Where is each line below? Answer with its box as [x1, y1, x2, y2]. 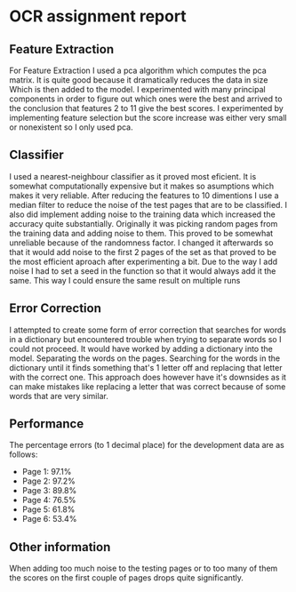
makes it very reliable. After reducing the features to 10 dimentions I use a [9, 189, 279, 201]
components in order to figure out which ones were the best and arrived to [9, 93, 283, 104]
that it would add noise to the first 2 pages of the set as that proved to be [9, 246, 277, 257]
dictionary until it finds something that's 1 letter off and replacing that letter [9, 362, 283, 372]
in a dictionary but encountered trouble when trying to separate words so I [9, 333, 282, 344]
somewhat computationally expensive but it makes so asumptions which [9, 180, 274, 191]
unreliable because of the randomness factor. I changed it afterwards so [9, 237, 274, 248]
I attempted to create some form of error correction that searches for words [9, 324, 287, 335]
